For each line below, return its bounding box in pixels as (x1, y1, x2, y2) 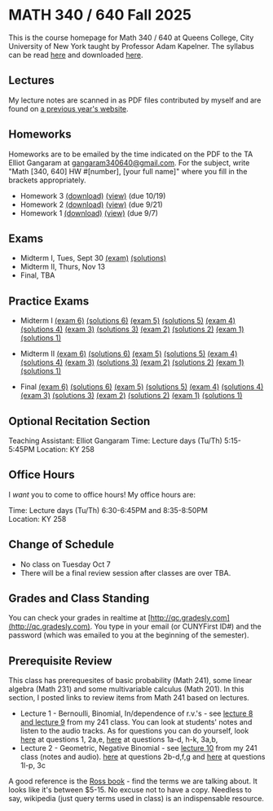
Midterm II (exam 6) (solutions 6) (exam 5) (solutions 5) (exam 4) (20, 349, 238, 359)
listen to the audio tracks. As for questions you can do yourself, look (20, 726, 249, 736)
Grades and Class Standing (8, 592, 150, 606)
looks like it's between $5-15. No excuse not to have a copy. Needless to (8, 785, 253, 795)
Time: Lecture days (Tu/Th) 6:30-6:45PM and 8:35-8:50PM (8, 505, 209, 515)
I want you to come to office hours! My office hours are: (8, 489, 196, 499)
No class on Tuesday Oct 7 (20, 559, 112, 569)
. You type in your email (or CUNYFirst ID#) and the (90, 621, 262, 632)
